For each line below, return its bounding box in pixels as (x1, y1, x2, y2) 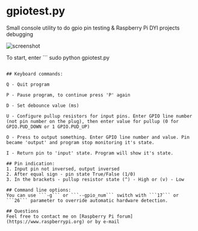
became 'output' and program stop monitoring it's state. (6, 139, 155, 145)
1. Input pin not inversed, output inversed (6, 166, 120, 172)
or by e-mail (87, 218, 120, 224)
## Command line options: (6, 187, 71, 193)
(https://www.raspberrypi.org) (6, 218, 85, 224)
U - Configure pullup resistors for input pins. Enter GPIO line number (6, 113, 193, 119)
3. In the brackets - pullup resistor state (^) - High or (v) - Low (6, 176, 185, 182)
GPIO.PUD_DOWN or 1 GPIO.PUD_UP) (6, 124, 90, 130)
